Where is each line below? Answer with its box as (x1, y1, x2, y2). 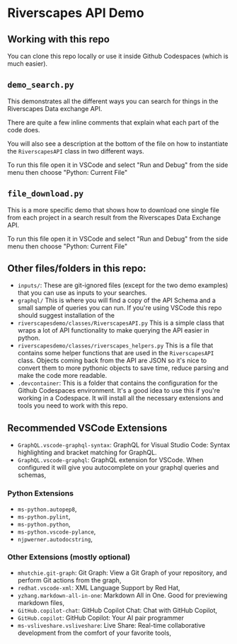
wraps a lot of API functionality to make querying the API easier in (17, 326, 210, 335)
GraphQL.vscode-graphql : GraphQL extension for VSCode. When (17, 456, 204, 464)
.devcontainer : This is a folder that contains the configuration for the (17, 379, 218, 387)
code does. (7, 125, 40, 134)
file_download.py (7, 189, 83, 199)
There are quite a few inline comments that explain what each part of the (7, 118, 219, 127)
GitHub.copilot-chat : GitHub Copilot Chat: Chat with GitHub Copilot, (17, 606, 218, 614)
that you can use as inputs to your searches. (17, 289, 147, 297)
